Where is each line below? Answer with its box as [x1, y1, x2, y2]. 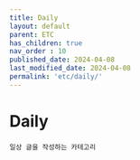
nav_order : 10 [9, 47, 67, 56]
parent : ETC [9, 30, 54, 39]
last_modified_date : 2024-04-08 [9, 64, 131, 73]
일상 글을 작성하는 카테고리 [9, 142, 97, 152]
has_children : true [9, 38, 83, 48]
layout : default [9, 22, 70, 31]
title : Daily [9, 13, 59, 23]
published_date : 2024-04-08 [9, 55, 116, 64]
